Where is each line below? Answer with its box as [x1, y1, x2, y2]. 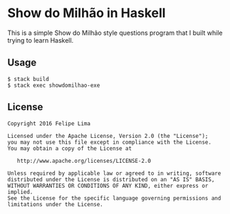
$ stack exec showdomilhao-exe [7, 82, 100, 89]
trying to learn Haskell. [7, 36, 74, 44]
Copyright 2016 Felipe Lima [7, 119, 91, 127]
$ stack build [7, 75, 50, 82]
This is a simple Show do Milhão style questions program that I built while [7, 28, 223, 37]
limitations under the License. [7, 200, 103, 208]
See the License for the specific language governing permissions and [7, 194, 221, 202]
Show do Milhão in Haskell [7, 5, 166, 21]
